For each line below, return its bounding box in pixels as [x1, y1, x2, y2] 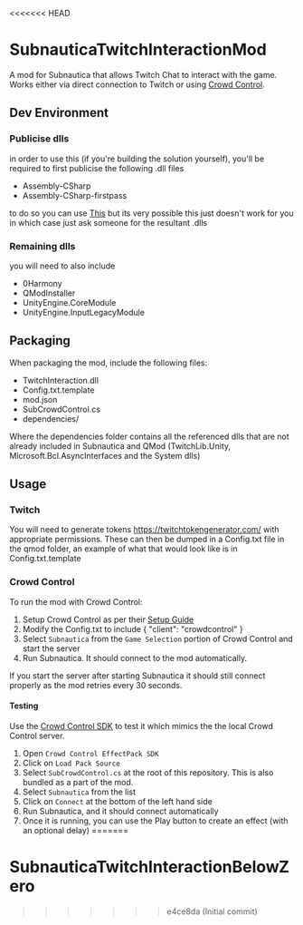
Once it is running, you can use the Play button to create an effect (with [22, 815, 289, 826]
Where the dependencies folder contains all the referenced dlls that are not [9, 431, 289, 442]
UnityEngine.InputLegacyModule [22, 307, 145, 317]
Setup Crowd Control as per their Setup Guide [22, 614, 194, 625]
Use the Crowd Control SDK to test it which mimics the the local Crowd [9, 720, 274, 731]
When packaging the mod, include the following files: [9, 357, 208, 368]
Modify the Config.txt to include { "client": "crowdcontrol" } [22, 623, 243, 634]
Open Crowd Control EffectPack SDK [22, 747, 159, 758]
